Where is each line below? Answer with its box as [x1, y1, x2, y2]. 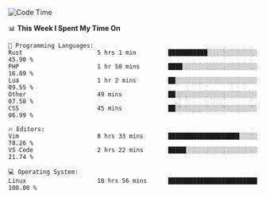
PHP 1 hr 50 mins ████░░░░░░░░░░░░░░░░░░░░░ [8, 63, 258, 71]
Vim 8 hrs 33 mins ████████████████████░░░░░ [8, 132, 258, 140]
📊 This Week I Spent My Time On [8, 24, 121, 33]
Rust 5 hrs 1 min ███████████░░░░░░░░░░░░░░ [8, 49, 258, 56]
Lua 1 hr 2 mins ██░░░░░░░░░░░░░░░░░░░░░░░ [8, 76, 258, 84]
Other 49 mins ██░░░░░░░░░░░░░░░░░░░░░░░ [8, 91, 258, 99]
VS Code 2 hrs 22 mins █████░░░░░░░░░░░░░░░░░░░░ [8, 146, 258, 154]
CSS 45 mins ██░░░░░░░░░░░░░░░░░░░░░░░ [8, 104, 258, 112]
